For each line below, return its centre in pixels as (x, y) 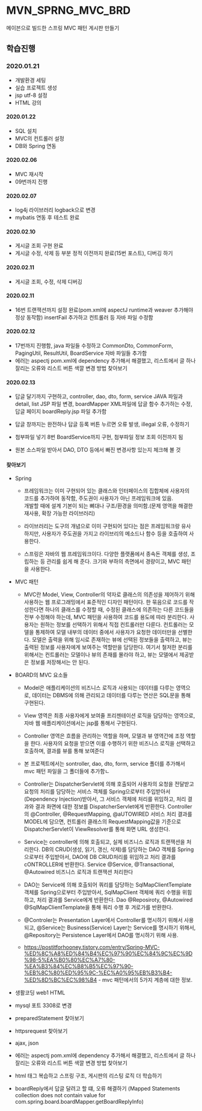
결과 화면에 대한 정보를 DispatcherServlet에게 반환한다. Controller (114, 807)
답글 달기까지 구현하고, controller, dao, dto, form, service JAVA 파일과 (99, 396)
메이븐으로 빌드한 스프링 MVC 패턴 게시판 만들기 (63, 28)
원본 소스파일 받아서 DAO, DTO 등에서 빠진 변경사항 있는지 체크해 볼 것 (98, 450)
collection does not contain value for (60, 1095)
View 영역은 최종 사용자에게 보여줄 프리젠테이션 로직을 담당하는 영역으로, (109, 716)
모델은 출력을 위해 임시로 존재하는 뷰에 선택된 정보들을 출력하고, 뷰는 (112, 640)
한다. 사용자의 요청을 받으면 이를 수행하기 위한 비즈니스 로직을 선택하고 (113, 743)
